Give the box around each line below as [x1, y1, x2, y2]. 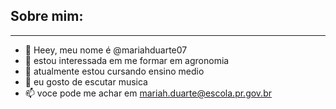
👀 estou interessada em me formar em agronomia [24, 54, 230, 66]
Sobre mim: [10, 8, 84, 25]
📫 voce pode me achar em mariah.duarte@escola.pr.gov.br [24, 87, 272, 99]
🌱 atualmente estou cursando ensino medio [24, 65, 205, 77]
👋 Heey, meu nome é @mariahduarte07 [24, 44, 188, 56]
